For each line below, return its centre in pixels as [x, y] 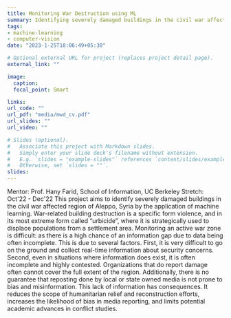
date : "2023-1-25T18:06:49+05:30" [57, 45]
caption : [26, 83]
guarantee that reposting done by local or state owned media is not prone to [115, 279]
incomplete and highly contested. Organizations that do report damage [108, 265]
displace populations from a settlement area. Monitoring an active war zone [114, 228]
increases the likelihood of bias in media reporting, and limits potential [106, 301]
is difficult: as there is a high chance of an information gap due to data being [115, 235]
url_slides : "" [29, 121]
